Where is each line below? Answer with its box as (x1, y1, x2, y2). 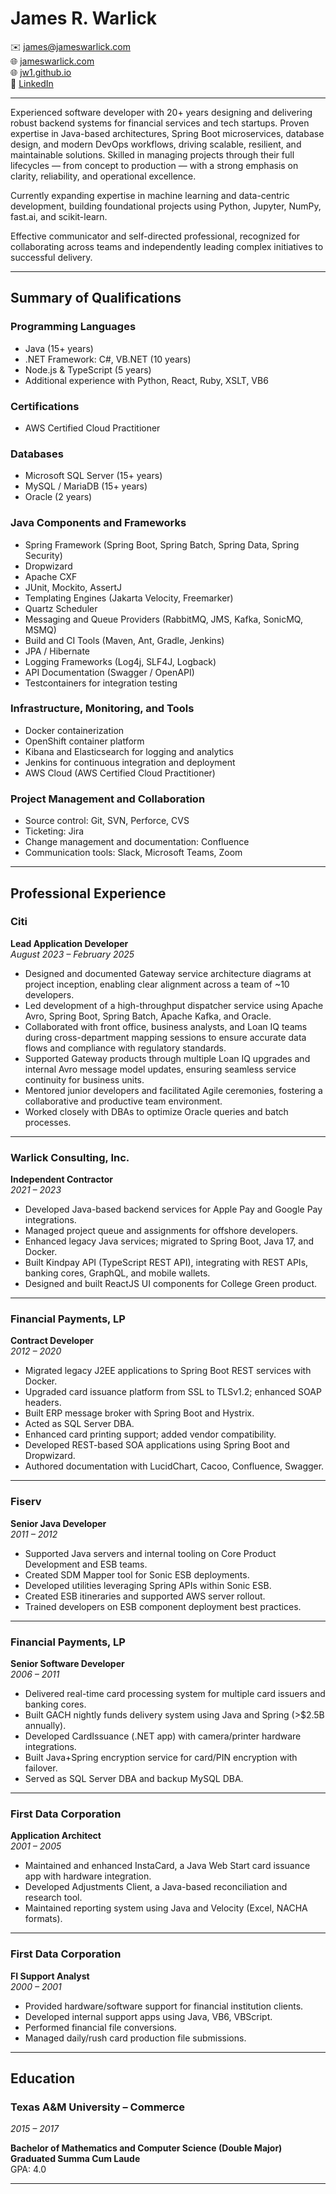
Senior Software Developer (10, 1657, 125, 1669)
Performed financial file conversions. (24, 2021, 177, 2033)
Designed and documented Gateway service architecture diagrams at (24, 967, 312, 979)
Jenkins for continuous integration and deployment (24, 756, 236, 768)
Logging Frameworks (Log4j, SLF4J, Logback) (24, 655, 217, 667)
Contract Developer (10, 1335, 95, 1347)
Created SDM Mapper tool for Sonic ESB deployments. (24, 1568, 250, 1581)
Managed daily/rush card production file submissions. (24, 2032, 247, 2044)
